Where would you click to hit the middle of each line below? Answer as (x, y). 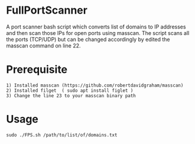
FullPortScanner (47, 10)
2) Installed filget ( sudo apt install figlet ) (70, 90)
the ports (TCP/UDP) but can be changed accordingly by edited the (88, 39)
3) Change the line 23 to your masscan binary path (71, 95)
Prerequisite (37, 70)
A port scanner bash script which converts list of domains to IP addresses (96, 27)
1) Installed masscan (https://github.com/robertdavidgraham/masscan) (95, 85)
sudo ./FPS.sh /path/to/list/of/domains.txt (62, 135)
